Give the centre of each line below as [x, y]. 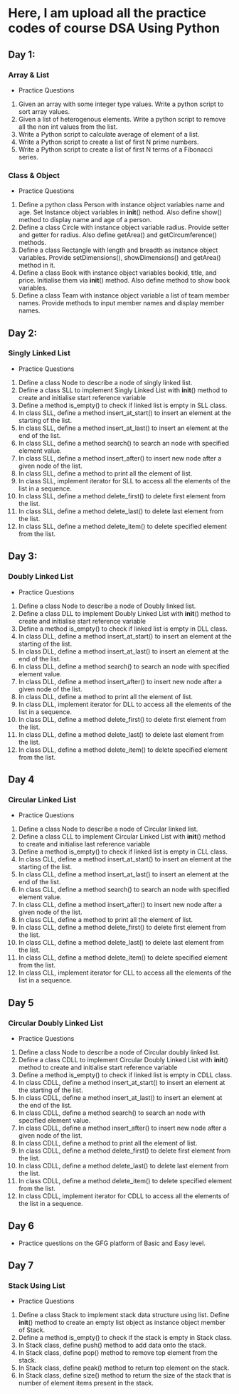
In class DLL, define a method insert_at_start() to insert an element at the [125, 636]
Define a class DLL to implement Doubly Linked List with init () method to [124, 613]
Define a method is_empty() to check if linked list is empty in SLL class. [122, 405]
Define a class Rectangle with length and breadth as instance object [118, 250]
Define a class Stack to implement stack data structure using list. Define [124, 1315]
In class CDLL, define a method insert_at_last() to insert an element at [120, 1097]
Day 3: [23, 556]
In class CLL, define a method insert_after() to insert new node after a [120, 905]
